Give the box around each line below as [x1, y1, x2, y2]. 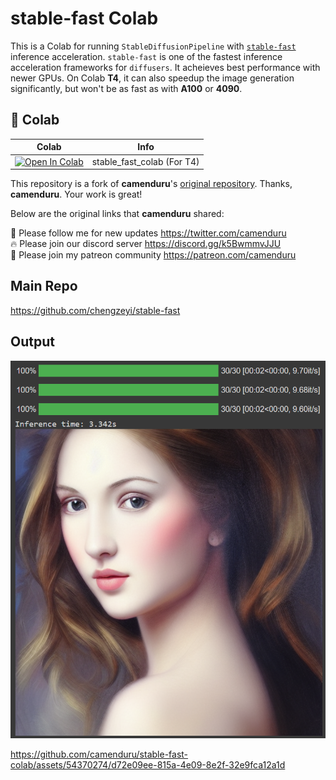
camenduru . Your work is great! [10, 188, 143, 200]
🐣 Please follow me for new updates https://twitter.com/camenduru [10, 227, 287, 239]
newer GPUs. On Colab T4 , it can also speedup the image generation [10, 72, 295, 84]
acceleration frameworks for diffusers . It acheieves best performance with [10, 61, 321, 73]
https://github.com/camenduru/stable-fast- [10, 748, 189, 761]
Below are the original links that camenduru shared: [10, 208, 225, 219]
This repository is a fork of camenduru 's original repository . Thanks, [10, 178, 293, 189]
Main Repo [10, 278, 78, 295]
